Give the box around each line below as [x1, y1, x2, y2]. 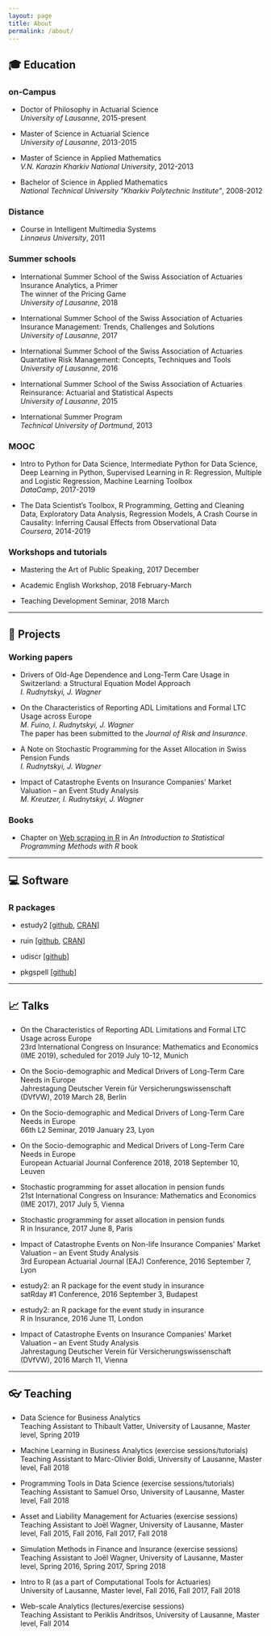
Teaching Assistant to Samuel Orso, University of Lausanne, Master [19, 1486, 245, 1497]
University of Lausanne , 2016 [19, 363, 119, 373]
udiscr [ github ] [19, 952, 70, 961]
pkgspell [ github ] [19, 967, 77, 977]
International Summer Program [19, 412, 123, 422]
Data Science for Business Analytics [19, 1413, 141, 1422]
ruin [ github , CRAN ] [19, 935, 86, 945]
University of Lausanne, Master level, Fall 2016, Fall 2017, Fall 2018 [19, 1585, 240, 1595]
